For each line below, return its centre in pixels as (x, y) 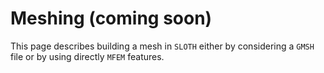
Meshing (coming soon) (111, 18)
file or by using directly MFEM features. (87, 56)
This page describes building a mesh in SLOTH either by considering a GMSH (162, 46)
